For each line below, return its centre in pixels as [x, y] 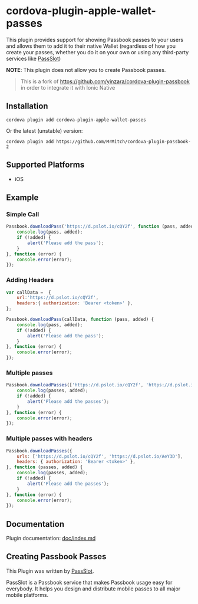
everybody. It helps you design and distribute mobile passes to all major [93, 589]
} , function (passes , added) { [44, 467]
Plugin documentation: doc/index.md [51, 539]
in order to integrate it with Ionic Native [68, 87]
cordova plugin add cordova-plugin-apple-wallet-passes [76, 120]
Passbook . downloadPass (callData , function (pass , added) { [80, 320]
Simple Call [23, 214]
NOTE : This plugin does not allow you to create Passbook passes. [86, 70]
